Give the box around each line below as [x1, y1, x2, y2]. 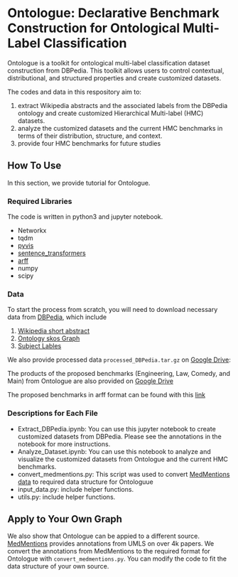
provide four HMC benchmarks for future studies [17, 139, 161, 147]
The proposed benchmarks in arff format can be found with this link [7, 391, 206, 399]
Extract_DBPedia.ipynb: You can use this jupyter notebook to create [17, 424, 217, 433]
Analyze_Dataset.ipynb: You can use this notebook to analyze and [17, 447, 211, 455]
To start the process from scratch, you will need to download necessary [7, 306, 218, 314]
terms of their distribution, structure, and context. [17, 131, 163, 140]
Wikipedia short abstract [17, 327, 90, 335]
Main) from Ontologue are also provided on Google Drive [7, 377, 174, 385]
